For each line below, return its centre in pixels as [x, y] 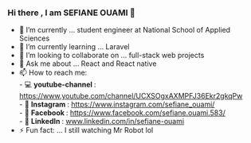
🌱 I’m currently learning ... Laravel [74, 47]
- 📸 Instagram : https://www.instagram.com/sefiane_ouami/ [117, 104]
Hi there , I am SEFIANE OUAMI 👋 [72, 13]
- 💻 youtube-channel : [57, 85]
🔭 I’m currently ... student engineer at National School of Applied [125, 30]
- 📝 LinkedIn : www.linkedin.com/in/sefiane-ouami [102, 122]
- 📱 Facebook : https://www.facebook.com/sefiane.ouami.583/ [122, 113]
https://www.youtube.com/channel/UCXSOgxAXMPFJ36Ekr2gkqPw [131, 96]
